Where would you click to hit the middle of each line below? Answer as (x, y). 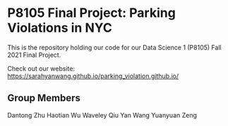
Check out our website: (41, 68)
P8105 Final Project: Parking (92, 13)
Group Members (44, 98)
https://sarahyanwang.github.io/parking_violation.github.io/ (93, 76)
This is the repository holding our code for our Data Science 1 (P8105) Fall (114, 47)
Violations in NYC (60, 28)
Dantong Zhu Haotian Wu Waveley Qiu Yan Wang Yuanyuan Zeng (102, 115)
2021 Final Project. (34, 55)
